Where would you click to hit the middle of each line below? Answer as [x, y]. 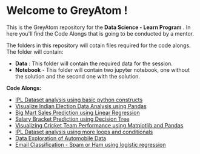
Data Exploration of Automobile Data [61, 138]
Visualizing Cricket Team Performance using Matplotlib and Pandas [99, 125]
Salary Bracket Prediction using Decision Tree [72, 119]
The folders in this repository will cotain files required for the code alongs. [98, 45]
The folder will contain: [35, 51]
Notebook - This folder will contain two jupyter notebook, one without [102, 69]
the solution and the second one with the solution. [78, 76]
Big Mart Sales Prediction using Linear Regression [78, 112]
